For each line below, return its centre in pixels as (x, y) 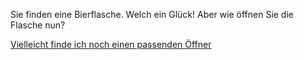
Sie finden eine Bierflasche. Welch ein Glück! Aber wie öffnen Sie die (152, 14)
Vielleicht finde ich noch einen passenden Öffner (111, 44)
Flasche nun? (38, 25)
